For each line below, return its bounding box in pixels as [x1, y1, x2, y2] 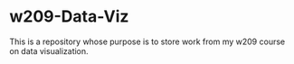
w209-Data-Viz [9, 6, 129, 27]
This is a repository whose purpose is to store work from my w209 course [9, 36, 286, 47]
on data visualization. [9, 45, 89, 56]
